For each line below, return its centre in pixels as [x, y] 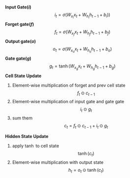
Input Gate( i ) [18, 7]
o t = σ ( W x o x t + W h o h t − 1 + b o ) [82, 50]
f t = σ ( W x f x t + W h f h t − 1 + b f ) [82, 33]
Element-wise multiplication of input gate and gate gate [68, 102]
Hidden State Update [27, 136]
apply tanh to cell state [36, 146]
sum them [22, 118]
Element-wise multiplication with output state [58, 162]
